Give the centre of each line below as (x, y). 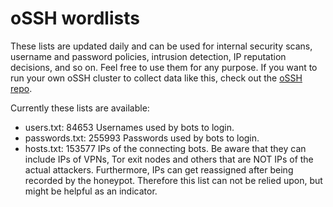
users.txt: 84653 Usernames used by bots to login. (129, 127)
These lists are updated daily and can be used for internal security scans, (161, 46)
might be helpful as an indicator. (91, 191)
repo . (21, 88)
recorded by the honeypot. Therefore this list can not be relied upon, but (173, 180)
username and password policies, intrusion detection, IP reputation (148, 56)
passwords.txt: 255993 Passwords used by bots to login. (142, 138)
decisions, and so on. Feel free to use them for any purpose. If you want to (164, 67)
